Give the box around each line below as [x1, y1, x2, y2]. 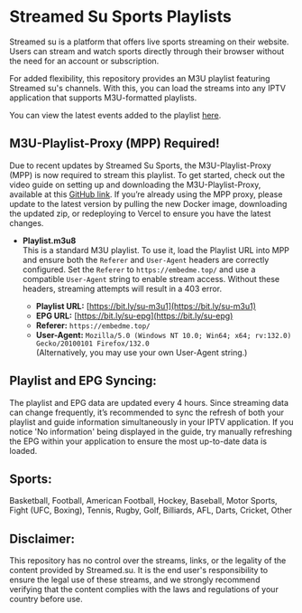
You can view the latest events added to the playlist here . [9, 109, 222, 120]
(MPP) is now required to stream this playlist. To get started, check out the [9, 169, 286, 180]
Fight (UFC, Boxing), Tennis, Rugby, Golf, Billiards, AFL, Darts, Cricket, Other [9, 505, 293, 516]
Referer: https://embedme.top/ [35, 319, 151, 331]
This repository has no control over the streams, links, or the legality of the [9, 555, 287, 566]
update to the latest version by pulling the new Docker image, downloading [9, 198, 288, 209]
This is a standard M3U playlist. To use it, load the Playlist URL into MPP [22, 244, 290, 255]
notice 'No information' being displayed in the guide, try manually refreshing [9, 426, 293, 437]
